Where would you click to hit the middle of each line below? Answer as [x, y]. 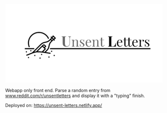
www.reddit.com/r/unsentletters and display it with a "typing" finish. [75, 96]
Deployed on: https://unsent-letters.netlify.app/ [54, 105]
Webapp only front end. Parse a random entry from [58, 90]
